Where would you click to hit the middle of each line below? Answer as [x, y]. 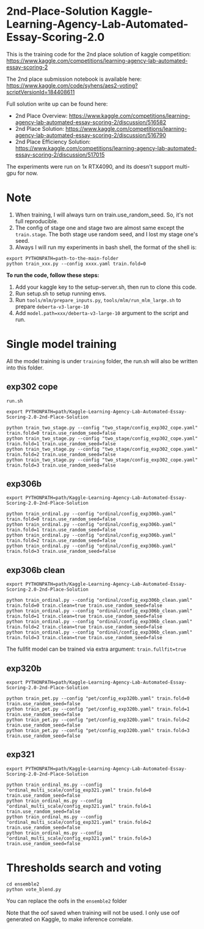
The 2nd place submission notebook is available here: [74, 79]
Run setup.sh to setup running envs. [61, 293]
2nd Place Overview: [42, 116]
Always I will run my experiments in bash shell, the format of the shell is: [106, 247]
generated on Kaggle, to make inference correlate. [70, 919]
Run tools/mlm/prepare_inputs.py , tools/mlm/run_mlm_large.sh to [98, 300]
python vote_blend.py [34, 889]
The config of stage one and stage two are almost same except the [100, 228]
